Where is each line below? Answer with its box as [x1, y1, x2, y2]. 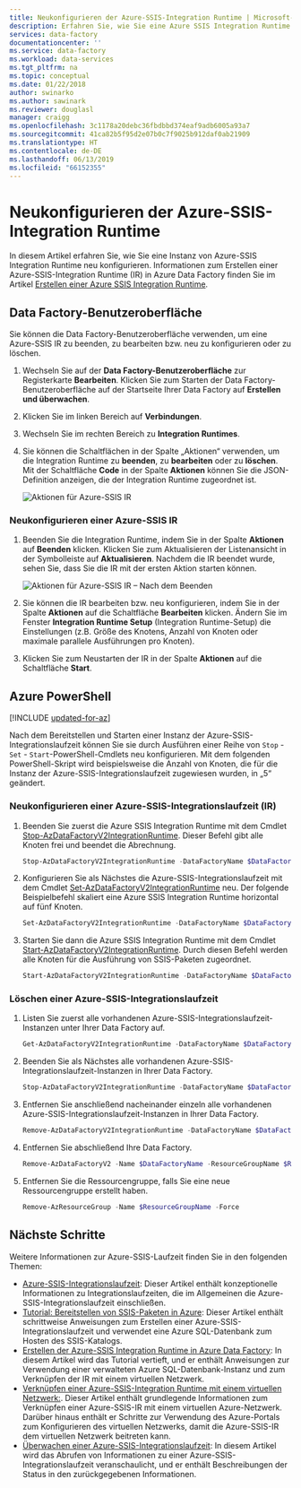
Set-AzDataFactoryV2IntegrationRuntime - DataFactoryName [21, 919, 240, 928]
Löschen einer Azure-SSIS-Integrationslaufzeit [9, 992, 219, 1005]
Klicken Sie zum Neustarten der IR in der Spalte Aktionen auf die [21, 653, 262, 664]
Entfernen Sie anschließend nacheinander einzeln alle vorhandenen [21, 1099, 272, 1110]
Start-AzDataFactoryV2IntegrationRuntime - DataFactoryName [21, 972, 248, 981]
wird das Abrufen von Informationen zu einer [21, 1449, 188, 1460]
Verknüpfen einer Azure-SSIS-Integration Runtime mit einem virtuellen [21, 1382, 282, 1394]
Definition [21, 474, 58, 485]
